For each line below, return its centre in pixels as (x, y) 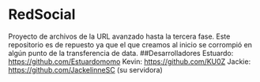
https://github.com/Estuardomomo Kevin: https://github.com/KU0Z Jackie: (130, 61)
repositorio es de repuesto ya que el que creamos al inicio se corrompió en (130, 44)
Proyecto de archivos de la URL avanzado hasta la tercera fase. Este (119, 36)
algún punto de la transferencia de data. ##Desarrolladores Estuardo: (121, 53)
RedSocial (42, 15)
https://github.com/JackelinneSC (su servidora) (86, 69)
